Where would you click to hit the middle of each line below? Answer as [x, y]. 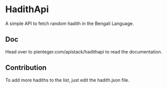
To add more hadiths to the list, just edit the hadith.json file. [67, 80]
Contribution [26, 68]
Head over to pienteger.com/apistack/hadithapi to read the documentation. [84, 51]
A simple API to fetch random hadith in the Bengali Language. [69, 23]
